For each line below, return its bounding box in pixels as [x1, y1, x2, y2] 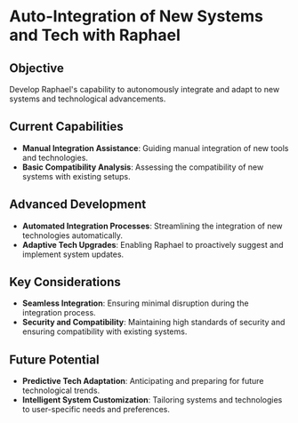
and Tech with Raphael [9, 25, 181, 45]
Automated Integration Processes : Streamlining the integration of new [21, 220, 283, 231]
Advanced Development [9, 197, 147, 212]
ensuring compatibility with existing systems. [21, 326, 188, 337]
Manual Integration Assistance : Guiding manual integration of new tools [21, 142, 289, 153]
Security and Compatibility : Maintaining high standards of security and [21, 317, 286, 328]
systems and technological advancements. [9, 93, 166, 104]
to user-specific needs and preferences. [21, 404, 171, 415]
